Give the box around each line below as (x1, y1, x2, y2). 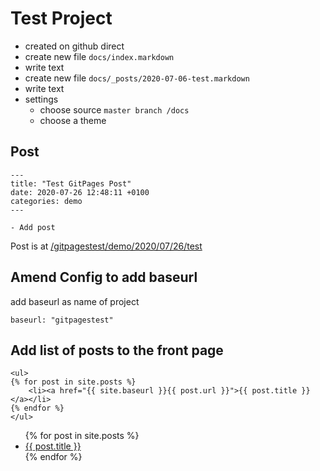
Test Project (10, 7, 113, 30)
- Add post (10, 222, 56, 232)
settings (24, 93, 59, 105)
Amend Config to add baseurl (10, 269, 198, 286)
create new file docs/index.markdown (24, 50, 175, 62)
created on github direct (24, 40, 125, 52)
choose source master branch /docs (39, 103, 190, 116)
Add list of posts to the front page (10, 342, 224, 359)
